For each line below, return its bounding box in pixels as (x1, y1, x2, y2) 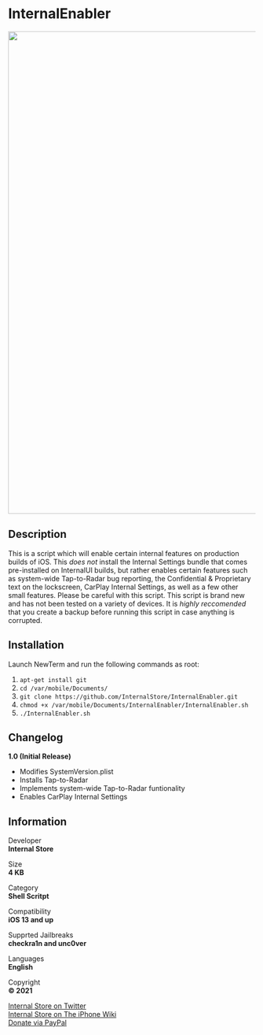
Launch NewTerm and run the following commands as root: (8, 659, 200, 669)
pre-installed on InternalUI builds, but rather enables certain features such (8, 565, 248, 575)
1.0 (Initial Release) (8, 751, 71, 761)
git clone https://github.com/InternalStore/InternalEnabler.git (19, 692, 238, 701)
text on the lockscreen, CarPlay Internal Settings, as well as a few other (8, 582, 239, 592)
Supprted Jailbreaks (8, 930, 74, 940)
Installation (8, 639, 64, 652)
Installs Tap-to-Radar (19, 775, 89, 785)
